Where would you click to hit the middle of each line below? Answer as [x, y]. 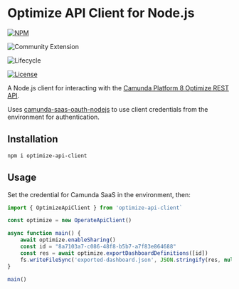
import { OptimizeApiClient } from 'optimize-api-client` [95, 208]
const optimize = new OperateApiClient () [70, 221]
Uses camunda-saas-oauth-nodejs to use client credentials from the [108, 109]
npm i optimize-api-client [47, 156]
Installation [33, 139]
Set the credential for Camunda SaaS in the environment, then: [99, 194]
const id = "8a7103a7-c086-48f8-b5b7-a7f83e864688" [98, 247]
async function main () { [44, 233]
